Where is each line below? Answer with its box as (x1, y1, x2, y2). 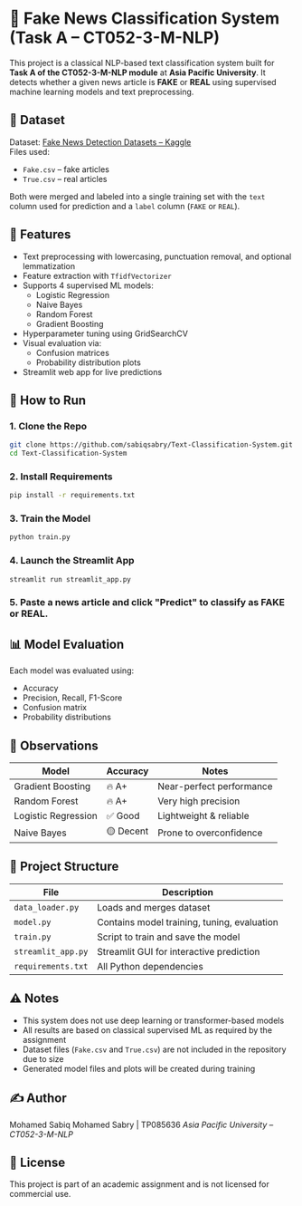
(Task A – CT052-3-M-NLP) (9, 27, 220, 48)
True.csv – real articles (22, 173, 108, 184)
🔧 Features (9, 227, 71, 243)
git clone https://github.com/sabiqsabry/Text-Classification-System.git (9, 440, 294, 449)
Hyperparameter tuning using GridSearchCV (22, 328, 188, 339)
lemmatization (22, 260, 75, 271)
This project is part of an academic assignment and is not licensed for (9, 1179, 269, 1190)
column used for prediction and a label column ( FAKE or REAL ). (9, 200, 241, 211)
